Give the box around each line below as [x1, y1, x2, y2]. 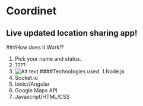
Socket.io [14, 74, 39, 81]
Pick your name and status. [14, 55, 82, 62]
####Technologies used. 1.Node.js [39, 68, 125, 75]
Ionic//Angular [14, 80, 50, 88]
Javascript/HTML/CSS [14, 93, 70, 100]
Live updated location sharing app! [6, 28, 138, 38]
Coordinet [6, 4, 57, 18]
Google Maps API [14, 87, 58, 93]
